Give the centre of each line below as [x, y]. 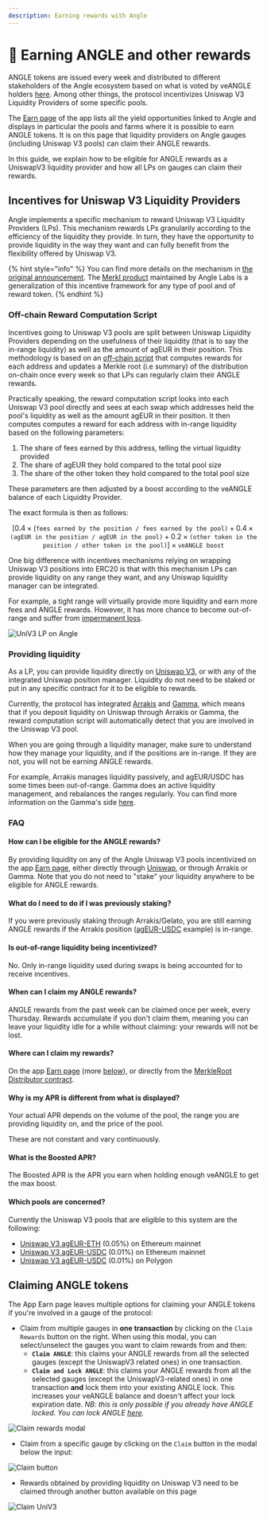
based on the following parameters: [66, 432]
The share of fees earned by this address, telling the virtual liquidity [130, 447]
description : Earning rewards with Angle [78, 16]
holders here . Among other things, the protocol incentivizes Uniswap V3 [126, 94]
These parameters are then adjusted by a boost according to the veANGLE [130, 488]
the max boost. [33, 1184]
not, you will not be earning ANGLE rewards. [81, 761]
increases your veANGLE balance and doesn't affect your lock [133, 1396]
